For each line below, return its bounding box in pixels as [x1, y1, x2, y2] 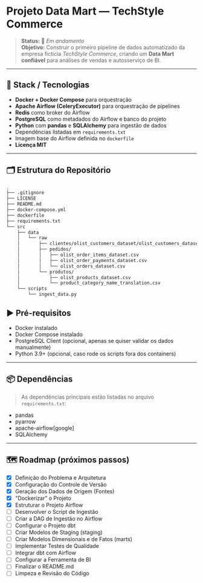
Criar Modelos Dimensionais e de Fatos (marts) [14, 536, 133, 543]
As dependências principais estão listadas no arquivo [21, 393, 154, 400]
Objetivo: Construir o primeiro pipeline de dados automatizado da [21, 44, 185, 51]
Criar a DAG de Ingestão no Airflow [14, 514, 103, 522]
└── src [6, 223, 26, 230]
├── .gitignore [6, 190, 45, 196]
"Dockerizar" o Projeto [14, 494, 71, 502]
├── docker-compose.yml [6, 207, 66, 213]
